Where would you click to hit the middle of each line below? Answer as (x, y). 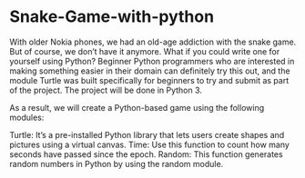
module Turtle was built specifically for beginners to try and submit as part (149, 80)
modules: (27, 117)
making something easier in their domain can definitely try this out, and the (150, 71)
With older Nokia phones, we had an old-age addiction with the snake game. (153, 42)
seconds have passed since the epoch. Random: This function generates (147, 154)
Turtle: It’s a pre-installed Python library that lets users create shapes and (147, 134)
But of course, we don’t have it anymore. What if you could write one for (145, 51)
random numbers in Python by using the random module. (117, 163)
